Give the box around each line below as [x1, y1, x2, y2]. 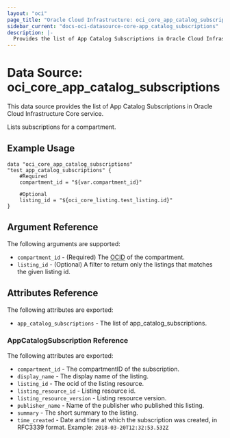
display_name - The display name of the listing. [16, 372, 149, 380]
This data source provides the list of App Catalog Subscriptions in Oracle [7, 102, 213, 110]
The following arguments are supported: [7, 239, 121, 247]
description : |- [7, 29, 53, 36]
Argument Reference [7, 221, 99, 233]
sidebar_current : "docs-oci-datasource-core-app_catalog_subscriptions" [7, 23, 219, 29]
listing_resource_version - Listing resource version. [16, 393, 167, 402]
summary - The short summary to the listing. [16, 409, 138, 417]
